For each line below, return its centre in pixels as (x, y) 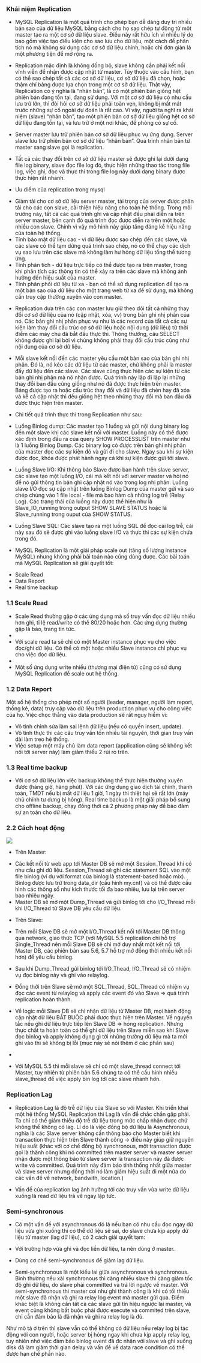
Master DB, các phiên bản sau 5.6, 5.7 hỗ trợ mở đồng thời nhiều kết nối (103, 951)
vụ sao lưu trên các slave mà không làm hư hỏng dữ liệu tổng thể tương (103, 252)
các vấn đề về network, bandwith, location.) (69, 1178)
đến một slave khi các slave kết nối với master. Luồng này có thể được (101, 433)
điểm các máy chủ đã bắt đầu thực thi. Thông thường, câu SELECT (97, 334)
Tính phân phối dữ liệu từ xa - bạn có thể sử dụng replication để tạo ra (102, 284)
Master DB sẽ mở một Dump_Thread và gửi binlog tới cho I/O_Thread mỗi (105, 902)
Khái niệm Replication (39, 9)
